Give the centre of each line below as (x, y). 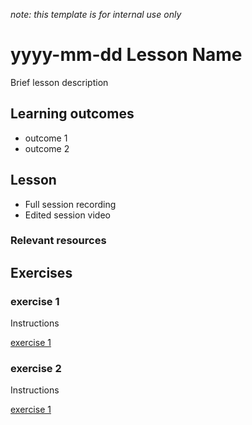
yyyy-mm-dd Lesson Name (126, 55)
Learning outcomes (72, 114)
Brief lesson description (59, 82)
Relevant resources (58, 241)
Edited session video (68, 215)
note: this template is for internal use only (96, 14)
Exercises (41, 272)
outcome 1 (46, 138)
